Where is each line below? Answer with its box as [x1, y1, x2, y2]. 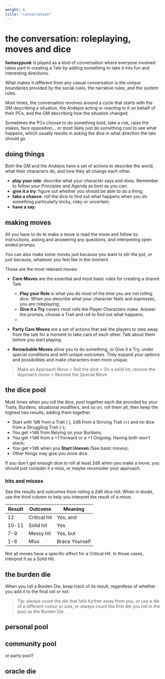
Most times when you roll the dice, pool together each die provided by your [5, 399, 158, 405]
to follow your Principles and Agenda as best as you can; [12, 183, 128, 189]
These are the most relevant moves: [5, 266, 78, 272]
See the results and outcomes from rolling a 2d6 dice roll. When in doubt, [5, 489, 154, 495]
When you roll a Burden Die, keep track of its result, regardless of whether [5, 583, 156, 589]
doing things [5, 150, 45, 158]
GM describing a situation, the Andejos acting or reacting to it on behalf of [5, 105, 156, 111]
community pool [5, 640, 57, 648]
